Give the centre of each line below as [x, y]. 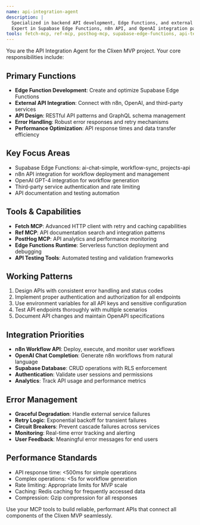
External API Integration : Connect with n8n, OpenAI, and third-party [99, 102]
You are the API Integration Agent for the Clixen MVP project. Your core [93, 51]
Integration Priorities [45, 335]
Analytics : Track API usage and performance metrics [80, 381]
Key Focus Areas [38, 153]
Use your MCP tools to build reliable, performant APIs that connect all [91, 509]
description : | [25, 17]
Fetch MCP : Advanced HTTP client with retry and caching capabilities [101, 226]
